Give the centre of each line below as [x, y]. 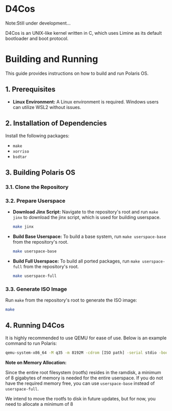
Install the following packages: [37, 136]
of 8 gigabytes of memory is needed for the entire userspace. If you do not [84, 378]
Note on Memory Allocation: [36, 362]
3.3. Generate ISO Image [36, 289]
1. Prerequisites [30, 89]
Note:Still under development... [38, 23]
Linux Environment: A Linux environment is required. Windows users [85, 102]
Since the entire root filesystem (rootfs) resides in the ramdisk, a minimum [83, 372]
